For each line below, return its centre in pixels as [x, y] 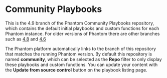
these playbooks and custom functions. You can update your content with [81, 64]
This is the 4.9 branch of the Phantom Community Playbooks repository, [80, 23]
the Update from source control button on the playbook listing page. [76, 70]
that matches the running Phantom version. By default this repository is [78, 54]
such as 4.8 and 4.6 [26, 39]
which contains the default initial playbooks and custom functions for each [82, 28]
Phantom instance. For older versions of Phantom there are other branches [82, 33]
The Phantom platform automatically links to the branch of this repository [81, 48]
